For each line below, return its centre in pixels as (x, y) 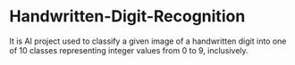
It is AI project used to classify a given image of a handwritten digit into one (148, 41)
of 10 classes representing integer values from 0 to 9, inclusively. (129, 50)
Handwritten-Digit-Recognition (127, 16)
